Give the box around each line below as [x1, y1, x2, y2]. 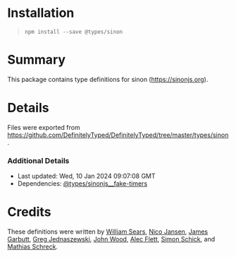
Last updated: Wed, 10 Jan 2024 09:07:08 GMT [17, 172, 156, 181]
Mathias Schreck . [7, 242, 58, 251]
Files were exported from [7, 123, 80, 131]
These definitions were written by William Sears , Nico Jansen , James [7, 227, 209, 236]
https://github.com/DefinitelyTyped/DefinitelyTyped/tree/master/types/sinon [7, 131, 229, 139]
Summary [7, 52, 66, 68]
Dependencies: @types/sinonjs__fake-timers [17, 179, 148, 188]
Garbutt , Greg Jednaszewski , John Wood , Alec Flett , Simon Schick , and [7, 235, 216, 244]
